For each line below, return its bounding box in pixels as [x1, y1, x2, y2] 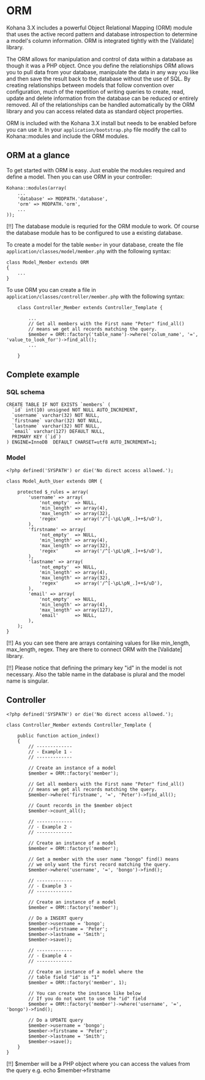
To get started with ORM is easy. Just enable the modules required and [6, 166, 185, 174]
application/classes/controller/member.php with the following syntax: [6, 293, 185, 300]
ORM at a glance [6, 150, 70, 161]
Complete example [6, 369, 80, 380]
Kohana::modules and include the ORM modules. [6, 132, 130, 140]
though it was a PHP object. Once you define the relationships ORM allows [6, 62, 194, 69]
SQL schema [6, 388, 45, 396]
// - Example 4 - [28, 952, 72, 959]
